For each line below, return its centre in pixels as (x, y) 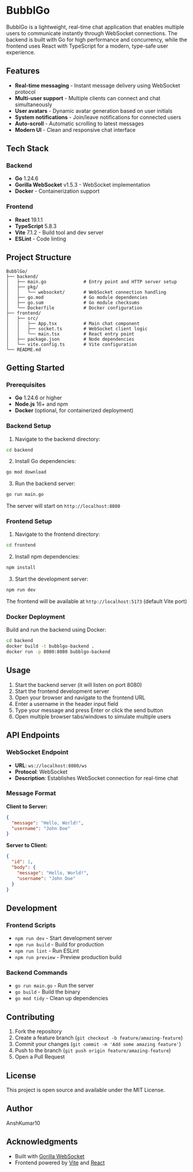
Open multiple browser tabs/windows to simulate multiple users (93, 716)
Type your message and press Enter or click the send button (89, 710)
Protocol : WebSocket (41, 772)
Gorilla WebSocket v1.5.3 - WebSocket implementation (83, 185)
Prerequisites (26, 384)
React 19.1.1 (29, 220)
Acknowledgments (42, 1142)
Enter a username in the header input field (66, 704)
